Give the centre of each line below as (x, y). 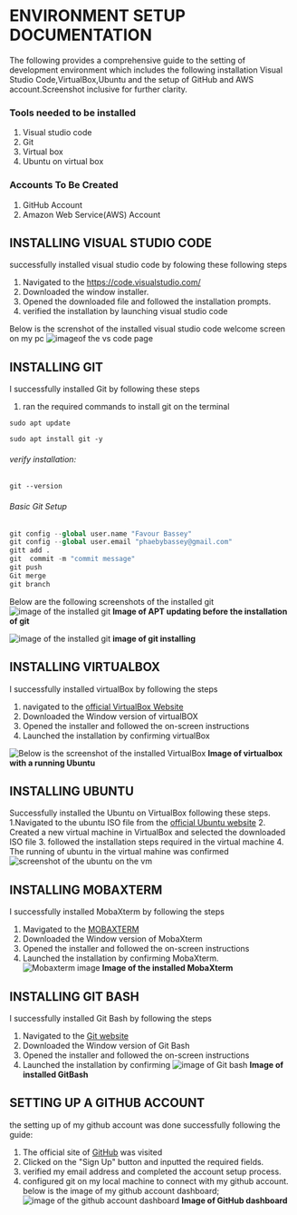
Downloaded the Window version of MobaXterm (112, 939)
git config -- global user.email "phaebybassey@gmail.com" (121, 542)
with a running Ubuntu (53, 763)
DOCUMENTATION (81, 35)
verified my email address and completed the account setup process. (152, 1171)
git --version (36, 487)
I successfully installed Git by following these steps (105, 389)
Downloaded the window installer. (86, 292)
